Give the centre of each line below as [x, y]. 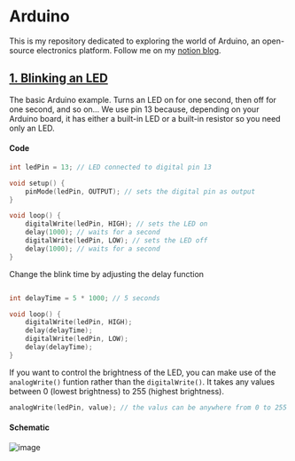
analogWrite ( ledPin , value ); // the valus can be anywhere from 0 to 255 [148, 407]
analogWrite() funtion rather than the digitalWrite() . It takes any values [142, 382]
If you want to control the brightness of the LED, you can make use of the [143, 372]
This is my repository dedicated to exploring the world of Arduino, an [135, 41]
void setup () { [37, 183]
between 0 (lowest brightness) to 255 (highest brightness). [116, 391]
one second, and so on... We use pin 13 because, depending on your [134, 109]
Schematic [30, 427]
